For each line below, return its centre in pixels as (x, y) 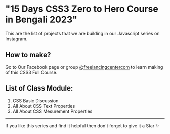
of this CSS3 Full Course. (31, 72)
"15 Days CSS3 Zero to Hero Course (82, 9)
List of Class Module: (39, 88)
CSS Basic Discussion (35, 100)
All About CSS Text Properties (44, 106)
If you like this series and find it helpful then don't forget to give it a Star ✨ (82, 126)
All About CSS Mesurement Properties (52, 111)
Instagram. (16, 39)
